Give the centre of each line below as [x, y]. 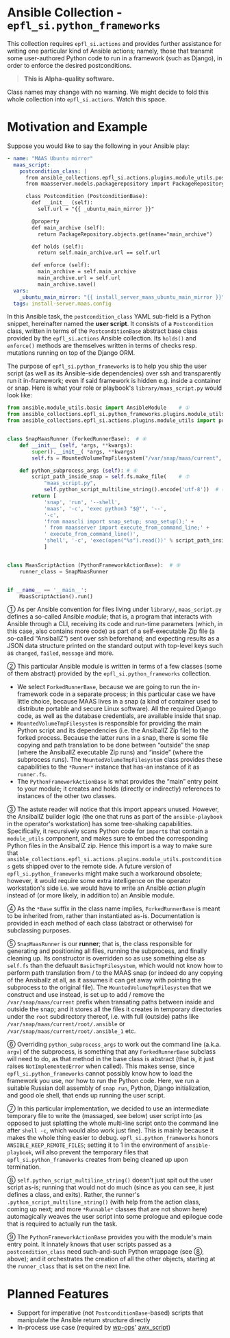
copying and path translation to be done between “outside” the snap [113, 745]
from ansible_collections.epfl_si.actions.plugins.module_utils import [111, 421]
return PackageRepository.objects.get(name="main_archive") [125, 234]
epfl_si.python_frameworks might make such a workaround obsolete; [105, 874]
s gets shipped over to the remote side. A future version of [90, 866]
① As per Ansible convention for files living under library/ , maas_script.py [114, 609]
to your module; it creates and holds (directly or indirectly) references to [119, 789]
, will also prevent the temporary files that [90, 1152]
